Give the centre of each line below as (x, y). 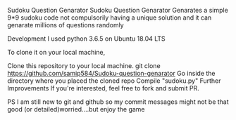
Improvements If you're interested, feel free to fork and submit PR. (103, 88)
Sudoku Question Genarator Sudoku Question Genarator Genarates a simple (118, 10)
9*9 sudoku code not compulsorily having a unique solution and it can (110, 18)
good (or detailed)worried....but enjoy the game (76, 109)
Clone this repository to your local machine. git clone (84, 66)
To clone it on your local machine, (56, 52)
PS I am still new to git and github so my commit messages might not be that (118, 102)
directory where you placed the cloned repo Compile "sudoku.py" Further (114, 81)
